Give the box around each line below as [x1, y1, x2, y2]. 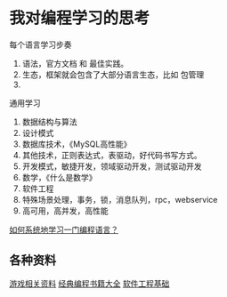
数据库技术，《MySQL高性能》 [21, 139, 132, 149]
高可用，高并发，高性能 [21, 205, 109, 216]
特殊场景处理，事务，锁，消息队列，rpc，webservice [21, 194, 218, 205]
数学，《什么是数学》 [21, 172, 97, 182]
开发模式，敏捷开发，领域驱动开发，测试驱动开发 [21, 161, 202, 172]
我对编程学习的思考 [9, 8, 150, 28]
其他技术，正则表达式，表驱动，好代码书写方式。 [21, 149, 202, 160]
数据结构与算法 [21, 116, 77, 127]
